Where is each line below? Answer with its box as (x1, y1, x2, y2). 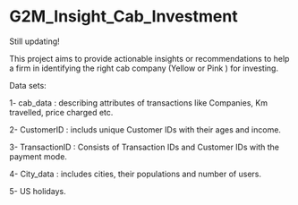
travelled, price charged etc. (9, 107, 114, 117)
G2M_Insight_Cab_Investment (9, 6, 239, 27)
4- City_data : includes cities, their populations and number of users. (9, 168, 262, 179)
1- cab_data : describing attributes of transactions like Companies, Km (9, 97, 268, 108)
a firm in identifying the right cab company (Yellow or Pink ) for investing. (9, 63, 279, 73)
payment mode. (9, 150, 67, 162)
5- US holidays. (9, 185, 66, 196)
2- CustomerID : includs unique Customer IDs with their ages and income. (9, 124, 282, 135)
